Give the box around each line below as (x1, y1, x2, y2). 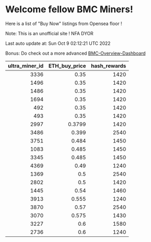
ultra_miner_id (8, 62, 44, 69)
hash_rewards (91, 62, 127, 69)
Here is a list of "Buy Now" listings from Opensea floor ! (5, 20, 122, 27)
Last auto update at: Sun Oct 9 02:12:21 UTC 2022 (5, 40, 111, 46)
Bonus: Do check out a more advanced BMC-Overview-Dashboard (5, 50, 146, 56)
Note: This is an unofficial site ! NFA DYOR (5, 30, 93, 36)
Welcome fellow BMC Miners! (5, 4, 134, 15)
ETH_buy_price (48, 62, 86, 69)
